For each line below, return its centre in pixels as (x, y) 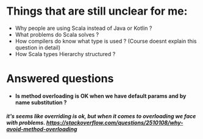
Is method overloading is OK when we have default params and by (101, 96)
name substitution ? (41, 102)
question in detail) (38, 48)
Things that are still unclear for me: (97, 11)
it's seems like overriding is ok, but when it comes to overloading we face (101, 116)
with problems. (26, 123)
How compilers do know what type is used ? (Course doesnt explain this (106, 41)
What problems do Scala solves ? (57, 34)
